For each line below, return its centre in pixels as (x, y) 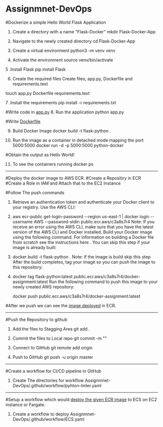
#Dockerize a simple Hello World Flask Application (56, 22)
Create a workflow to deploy (41, 414)
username (22, 221)
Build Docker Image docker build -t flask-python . (62, 131)
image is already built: (35, 247)
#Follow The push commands (35, 192)
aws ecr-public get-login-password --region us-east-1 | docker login (81, 216)
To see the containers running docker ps (53, 164)
